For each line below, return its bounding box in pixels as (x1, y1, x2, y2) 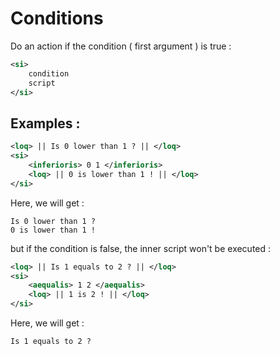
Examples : (10, 115, 81, 132)
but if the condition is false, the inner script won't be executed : (10, 242, 272, 254)
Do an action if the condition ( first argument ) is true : (10, 40, 232, 52)
